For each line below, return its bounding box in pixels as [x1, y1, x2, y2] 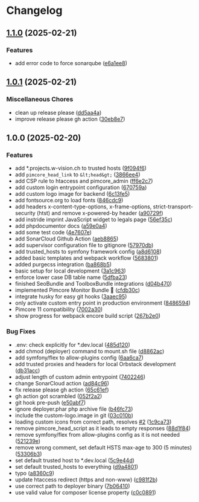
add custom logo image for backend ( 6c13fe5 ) [14, 190, 130, 198]
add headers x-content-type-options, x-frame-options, [14, 203, 152, 210]
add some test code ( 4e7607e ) [14, 229, 92, 236]
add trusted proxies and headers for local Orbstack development [14, 360, 176, 367]
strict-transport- [153, 203, 194, 210]
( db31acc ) [14, 367, 40, 374]
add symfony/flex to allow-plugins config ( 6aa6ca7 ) [14, 354, 144, 361]
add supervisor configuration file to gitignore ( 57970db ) [14, 242, 154, 249]
